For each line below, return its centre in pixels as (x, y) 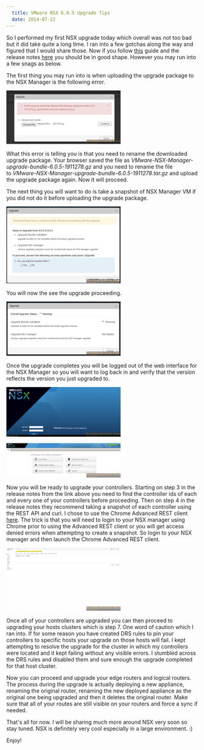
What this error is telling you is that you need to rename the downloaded (97, 153)
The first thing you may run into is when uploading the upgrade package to (100, 75)
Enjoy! (14, 740)
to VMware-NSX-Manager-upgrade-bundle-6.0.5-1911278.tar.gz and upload (102, 173)
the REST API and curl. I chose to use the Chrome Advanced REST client (97, 513)
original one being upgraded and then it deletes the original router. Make (97, 697)
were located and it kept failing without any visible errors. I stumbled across (101, 653)
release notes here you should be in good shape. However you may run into (101, 57)
